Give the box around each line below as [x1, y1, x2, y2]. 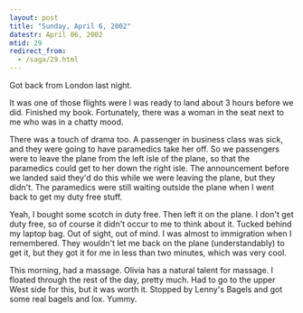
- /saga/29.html [17, 55, 79, 64]
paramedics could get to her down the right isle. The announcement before [9, 163, 289, 173]
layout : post [9, 13, 59, 23]
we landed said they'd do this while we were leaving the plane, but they [9, 172, 276, 183]
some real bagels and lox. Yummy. [9, 294, 137, 304]
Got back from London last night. [9, 80, 133, 90]
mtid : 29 [9, 38, 43, 48]
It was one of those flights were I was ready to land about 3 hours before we [9, 97, 294, 108]
